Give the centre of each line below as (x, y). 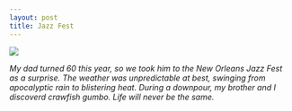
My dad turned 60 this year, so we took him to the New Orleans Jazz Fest (146, 68)
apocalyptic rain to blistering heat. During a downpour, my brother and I (143, 87)
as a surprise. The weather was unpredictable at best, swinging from (138, 78)
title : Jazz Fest (42, 26)
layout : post (34, 17)
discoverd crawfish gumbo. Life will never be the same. (112, 97)
